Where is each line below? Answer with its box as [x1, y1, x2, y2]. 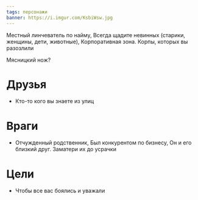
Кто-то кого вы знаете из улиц [15, 98, 94, 105]
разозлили [6, 44, 34, 52]
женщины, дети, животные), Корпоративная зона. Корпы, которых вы [6, 38, 188, 45]
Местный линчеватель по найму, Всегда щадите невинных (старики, [6, 31, 186, 38]
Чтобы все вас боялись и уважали [15, 187, 105, 195]
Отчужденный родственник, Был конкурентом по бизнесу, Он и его [15, 139, 192, 146]
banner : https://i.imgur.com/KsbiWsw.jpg [6, 15, 113, 21]
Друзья [6, 77, 47, 91]
